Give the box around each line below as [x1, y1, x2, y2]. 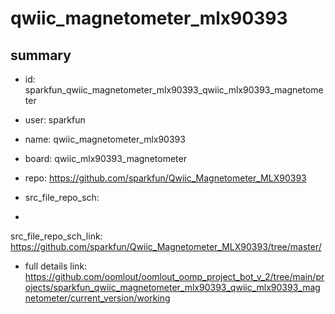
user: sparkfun [24, 114, 86, 126]
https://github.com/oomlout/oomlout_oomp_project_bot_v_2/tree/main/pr [24, 271, 325, 282]
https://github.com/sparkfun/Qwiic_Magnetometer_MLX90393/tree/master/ [10, 241, 322, 252]
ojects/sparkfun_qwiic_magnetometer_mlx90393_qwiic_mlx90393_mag [24, 282, 321, 293]
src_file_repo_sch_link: [10, 230, 103, 242]
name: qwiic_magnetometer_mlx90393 [24, 133, 186, 145]
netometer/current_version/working [24, 292, 171, 304]
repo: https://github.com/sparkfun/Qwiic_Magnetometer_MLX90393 [24, 172, 307, 184]
